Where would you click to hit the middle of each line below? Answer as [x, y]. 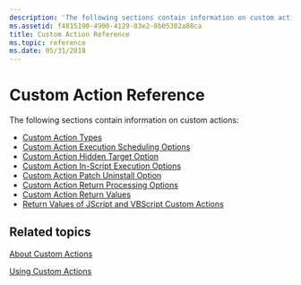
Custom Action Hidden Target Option [90, 157]
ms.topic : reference [48, 43]
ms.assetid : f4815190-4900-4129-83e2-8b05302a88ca [106, 26]
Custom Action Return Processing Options [100, 186]
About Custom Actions [51, 254]
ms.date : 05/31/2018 [48, 51]
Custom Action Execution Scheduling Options [106, 147]
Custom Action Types [62, 138]
